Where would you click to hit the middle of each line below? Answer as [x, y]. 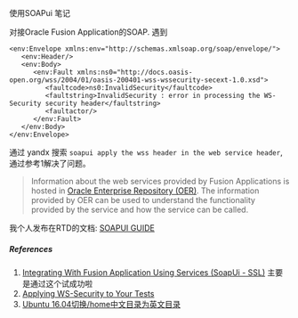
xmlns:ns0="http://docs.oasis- [135, 72]
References [31, 249]
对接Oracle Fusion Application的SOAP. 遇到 [89, 32]
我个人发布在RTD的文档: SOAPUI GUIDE [82, 228]
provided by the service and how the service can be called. [140, 209]
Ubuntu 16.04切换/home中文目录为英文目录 [101, 304]
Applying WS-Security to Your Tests [88, 293]
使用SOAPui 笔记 [40, 13]
